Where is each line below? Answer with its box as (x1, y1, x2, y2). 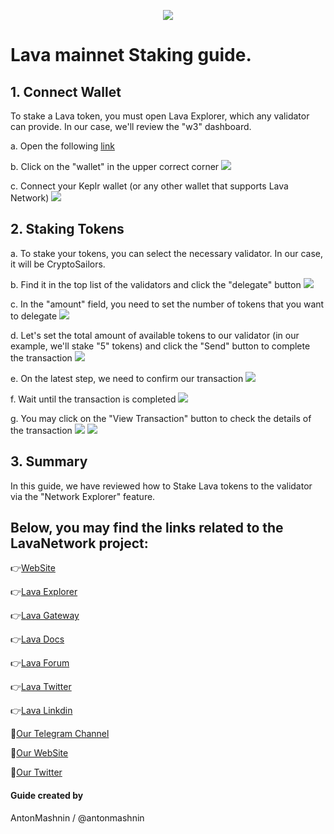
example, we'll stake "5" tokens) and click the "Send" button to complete (10, 340, 311, 352)
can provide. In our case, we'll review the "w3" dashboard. (10, 121, 252, 132)
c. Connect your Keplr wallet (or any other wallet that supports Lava (10, 180, 289, 192)
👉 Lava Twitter (10, 681, 72, 693)
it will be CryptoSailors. (10, 258, 106, 270)
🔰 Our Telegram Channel (10, 728, 110, 740)
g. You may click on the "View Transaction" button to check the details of (10, 412, 312, 424)
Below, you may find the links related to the (10, 520, 284, 537)
